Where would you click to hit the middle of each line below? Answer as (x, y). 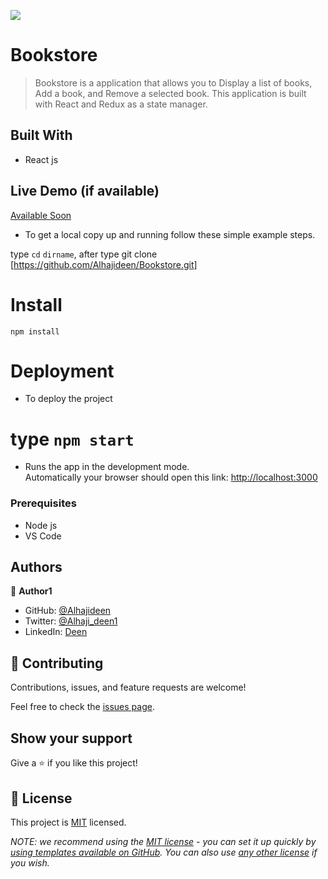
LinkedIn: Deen (56, 632)
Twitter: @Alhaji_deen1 (71, 621)
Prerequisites (43, 503)
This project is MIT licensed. (68, 822)
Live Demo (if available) (85, 191)
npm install (35, 331)
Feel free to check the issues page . (82, 707)
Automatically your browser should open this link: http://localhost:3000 (171, 477)
